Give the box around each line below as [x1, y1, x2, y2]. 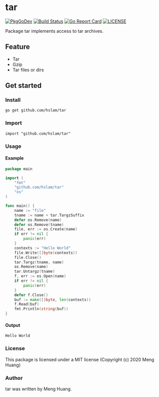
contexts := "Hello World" [14, 245, 71, 251]
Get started [5, 81, 42, 90]
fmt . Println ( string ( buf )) [14, 307, 69, 312]
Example [5, 155, 24, 161]
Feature [5, 42, 30, 51]
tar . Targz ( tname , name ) [14, 259, 64, 265]
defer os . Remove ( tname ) [14, 222, 64, 227]
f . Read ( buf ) [14, 302, 39, 307]
